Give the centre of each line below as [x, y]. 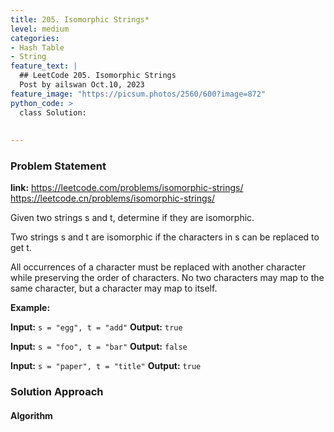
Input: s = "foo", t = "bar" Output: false [99, 347]
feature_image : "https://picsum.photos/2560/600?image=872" [138, 94]
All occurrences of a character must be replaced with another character [158, 267]
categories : [35, 38]
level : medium [40, 29]
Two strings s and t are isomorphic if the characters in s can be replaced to [165, 237]
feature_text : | [44, 66]
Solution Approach [57, 392]
